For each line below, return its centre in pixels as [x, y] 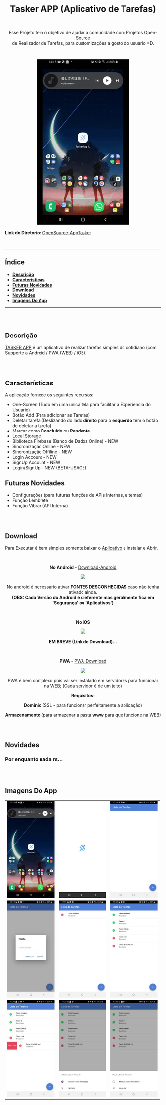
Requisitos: [83, 696]
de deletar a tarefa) [32, 426]
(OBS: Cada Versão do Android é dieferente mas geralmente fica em [83, 598]
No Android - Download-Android [83, 567]
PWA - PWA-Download [83, 661]
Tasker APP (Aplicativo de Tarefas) [83, 9]
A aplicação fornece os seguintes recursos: [49, 395]
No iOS [83, 622]
